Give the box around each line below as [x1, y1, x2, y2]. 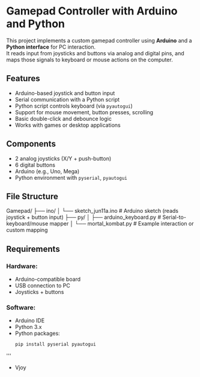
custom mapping [6, 227, 48, 234]
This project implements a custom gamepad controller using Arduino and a [6, 37, 192, 44]
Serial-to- [162, 213, 186, 221]
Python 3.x [14, 323, 42, 331]
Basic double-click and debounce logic [14, 115, 112, 122]
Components [6, 139, 56, 149]
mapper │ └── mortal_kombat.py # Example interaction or [49, 220, 194, 227]
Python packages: [14, 329, 60, 337]
